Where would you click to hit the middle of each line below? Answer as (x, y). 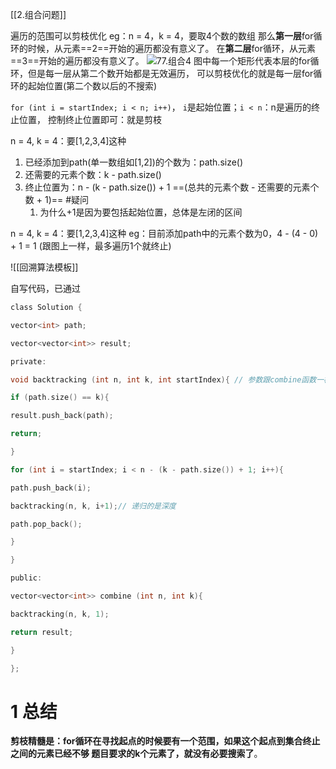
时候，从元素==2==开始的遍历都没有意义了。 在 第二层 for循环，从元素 (171, 48)
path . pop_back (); (46, 524)
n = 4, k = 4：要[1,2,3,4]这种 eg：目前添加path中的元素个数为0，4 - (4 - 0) (164, 233)
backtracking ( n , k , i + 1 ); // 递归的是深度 (93, 506)
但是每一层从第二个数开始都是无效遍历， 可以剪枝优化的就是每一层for (170, 73)
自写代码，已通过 (45, 288)
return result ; (42, 632)
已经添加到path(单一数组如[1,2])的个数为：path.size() (134, 162)
